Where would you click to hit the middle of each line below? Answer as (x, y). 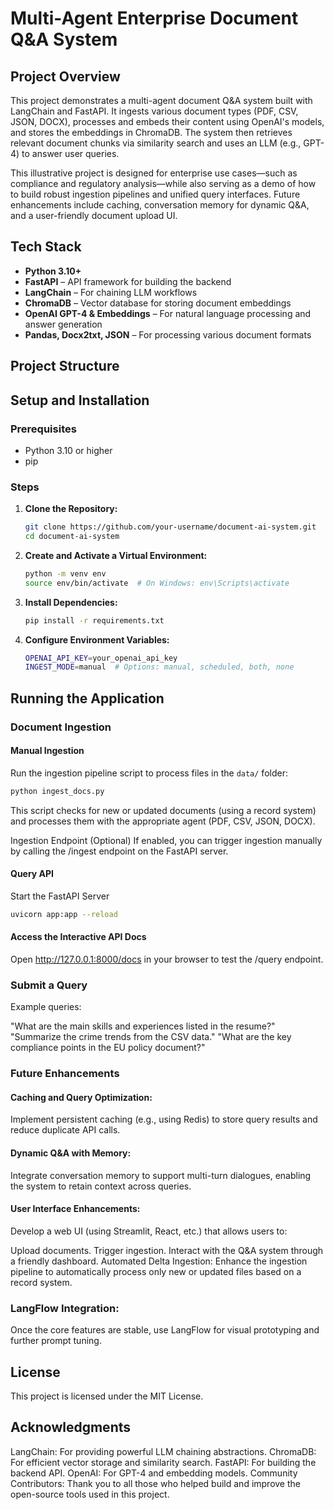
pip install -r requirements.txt (94, 620)
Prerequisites (43, 429)
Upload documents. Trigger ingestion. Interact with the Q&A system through (167, 1250)
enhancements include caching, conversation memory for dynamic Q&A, (160, 205)
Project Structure (65, 366)
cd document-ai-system (72, 537)
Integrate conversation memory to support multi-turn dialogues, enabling (161, 1175)
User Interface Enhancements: (75, 1209)
